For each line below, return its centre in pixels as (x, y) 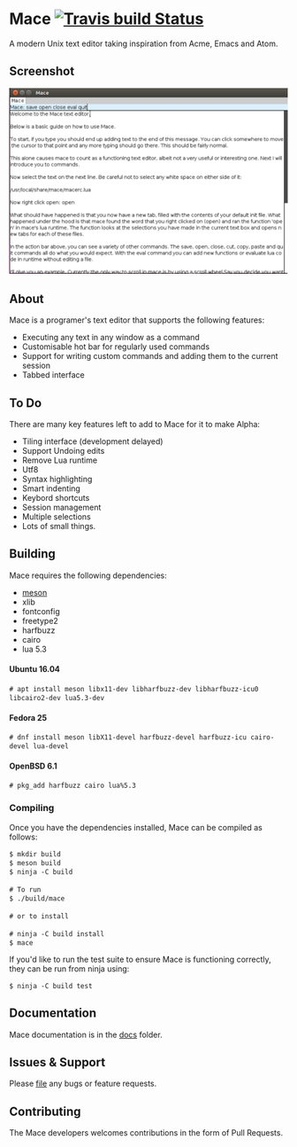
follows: (23, 837)
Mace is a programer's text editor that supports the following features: (137, 320)
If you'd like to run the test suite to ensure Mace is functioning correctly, (140, 959)
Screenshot (42, 71)
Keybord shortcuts (56, 498)
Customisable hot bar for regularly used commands (116, 347)
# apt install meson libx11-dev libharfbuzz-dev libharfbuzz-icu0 (134, 690)
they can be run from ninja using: (69, 968)
